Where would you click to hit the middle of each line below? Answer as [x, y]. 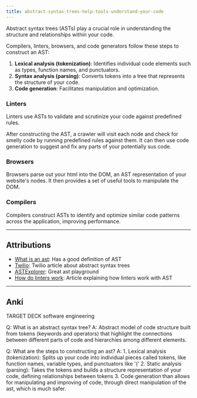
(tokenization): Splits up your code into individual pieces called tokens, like [96, 357]
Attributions [29, 245]
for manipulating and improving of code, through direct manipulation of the [96, 383]
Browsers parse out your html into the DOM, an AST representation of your [96, 174]
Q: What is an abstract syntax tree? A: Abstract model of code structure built [98, 328]
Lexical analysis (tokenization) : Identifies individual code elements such [103, 63]
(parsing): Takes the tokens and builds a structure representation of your [94, 370]
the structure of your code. [47, 82]
